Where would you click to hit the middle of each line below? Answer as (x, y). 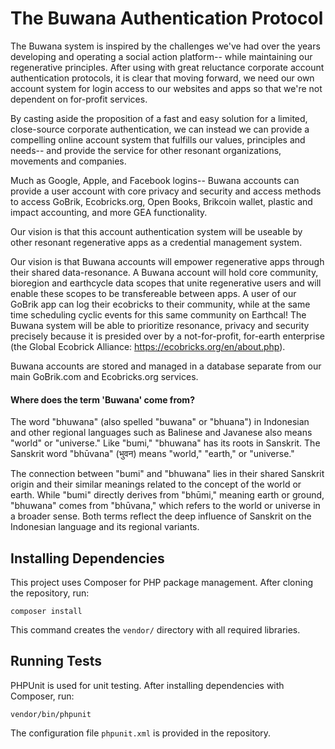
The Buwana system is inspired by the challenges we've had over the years (165, 46)
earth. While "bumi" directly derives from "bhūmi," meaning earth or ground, (167, 495)
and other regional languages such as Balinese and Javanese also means (161, 433)
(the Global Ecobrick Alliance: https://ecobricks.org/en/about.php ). (148, 346)
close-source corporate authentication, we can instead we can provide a (160, 129)
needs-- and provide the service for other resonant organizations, (146, 150)
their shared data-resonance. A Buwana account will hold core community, (164, 272)
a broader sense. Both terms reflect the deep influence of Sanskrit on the (161, 516)
